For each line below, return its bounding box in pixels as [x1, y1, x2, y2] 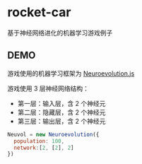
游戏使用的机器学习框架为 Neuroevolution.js [7, 69, 135, 78]
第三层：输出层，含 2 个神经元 [17, 117, 106, 125]
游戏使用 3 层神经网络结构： [7, 84, 90, 93]
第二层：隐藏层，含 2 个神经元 [17, 107, 106, 117]
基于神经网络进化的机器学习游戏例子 [7, 28, 113, 37]
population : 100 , [13, 137, 65, 145]
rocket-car [7, 4, 71, 20]
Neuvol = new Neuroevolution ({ [7, 131, 100, 138]
